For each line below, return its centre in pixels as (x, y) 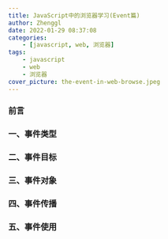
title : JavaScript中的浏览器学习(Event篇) (74, 15)
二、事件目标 (33, 157)
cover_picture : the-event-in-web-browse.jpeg (84, 82)
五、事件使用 (33, 227)
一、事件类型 (33, 134)
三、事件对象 (33, 180)
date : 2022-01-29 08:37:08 (52, 30)
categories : (28, 38)
